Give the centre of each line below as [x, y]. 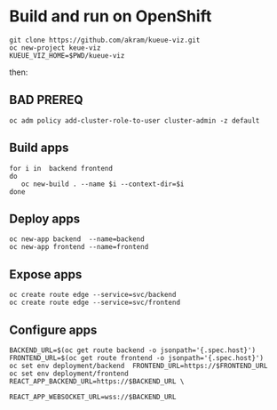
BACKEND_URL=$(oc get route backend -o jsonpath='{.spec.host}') [132, 350]
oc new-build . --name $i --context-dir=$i [103, 184]
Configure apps [53, 330]
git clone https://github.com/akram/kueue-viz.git [105, 40]
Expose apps [46, 274]
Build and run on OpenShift [111, 16]
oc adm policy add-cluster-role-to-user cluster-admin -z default [135, 121]
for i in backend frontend [61, 168]
